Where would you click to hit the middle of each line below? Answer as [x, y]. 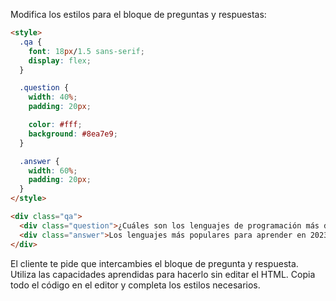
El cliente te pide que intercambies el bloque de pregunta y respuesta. [154, 263]
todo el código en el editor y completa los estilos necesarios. [135, 285]
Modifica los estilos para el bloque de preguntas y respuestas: [138, 14]
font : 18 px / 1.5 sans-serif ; [86, 51]
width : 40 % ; [53, 97]
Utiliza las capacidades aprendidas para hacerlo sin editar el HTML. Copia [163, 274]
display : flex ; [60, 60]
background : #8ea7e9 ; [73, 134]
